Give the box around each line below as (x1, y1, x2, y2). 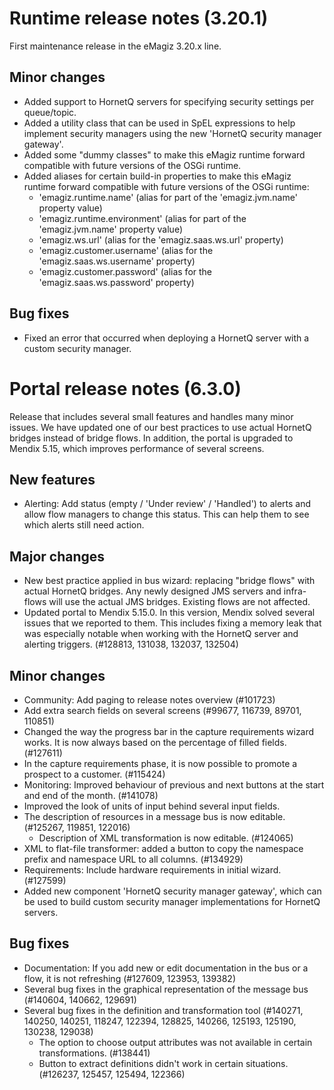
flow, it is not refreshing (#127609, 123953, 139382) (23, 972, 237, 984)
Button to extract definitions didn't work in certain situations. (38, 1057, 289, 1069)
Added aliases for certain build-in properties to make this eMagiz (23, 170, 292, 182)
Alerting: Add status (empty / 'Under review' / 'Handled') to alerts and (23, 498, 312, 510)
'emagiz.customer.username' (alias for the (38, 244, 214, 256)
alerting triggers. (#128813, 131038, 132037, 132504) (23, 638, 239, 651)
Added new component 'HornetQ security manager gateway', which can (23, 885, 322, 897)
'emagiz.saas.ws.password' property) (38, 276, 195, 288)
